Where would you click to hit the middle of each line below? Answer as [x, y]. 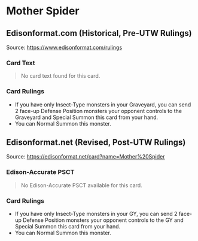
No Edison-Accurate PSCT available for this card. [81, 185]
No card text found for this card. [60, 76]
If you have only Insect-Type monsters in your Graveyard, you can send [103, 104]
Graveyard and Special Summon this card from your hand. [86, 117]
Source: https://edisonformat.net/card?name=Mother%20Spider [86, 157]
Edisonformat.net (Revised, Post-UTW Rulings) [96, 142]
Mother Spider [43, 11]
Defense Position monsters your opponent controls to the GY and [103, 220]
